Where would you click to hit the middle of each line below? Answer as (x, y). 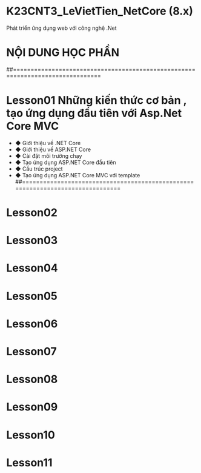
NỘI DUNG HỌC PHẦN (63, 53)
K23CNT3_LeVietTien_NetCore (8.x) (100, 11)
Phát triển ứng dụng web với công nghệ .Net (61, 28)
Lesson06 (32, 324)
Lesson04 (32, 268)
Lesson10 (31, 435)
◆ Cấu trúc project (39, 169)
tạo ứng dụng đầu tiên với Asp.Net (94, 113)
